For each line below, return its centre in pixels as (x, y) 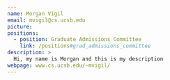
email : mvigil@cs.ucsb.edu (46, 20)
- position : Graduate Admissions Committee (77, 40)
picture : (20, 26)
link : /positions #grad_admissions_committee (85, 46)
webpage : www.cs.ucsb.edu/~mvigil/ (59, 65)
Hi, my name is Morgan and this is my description (88, 59)
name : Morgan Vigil (36, 14)
